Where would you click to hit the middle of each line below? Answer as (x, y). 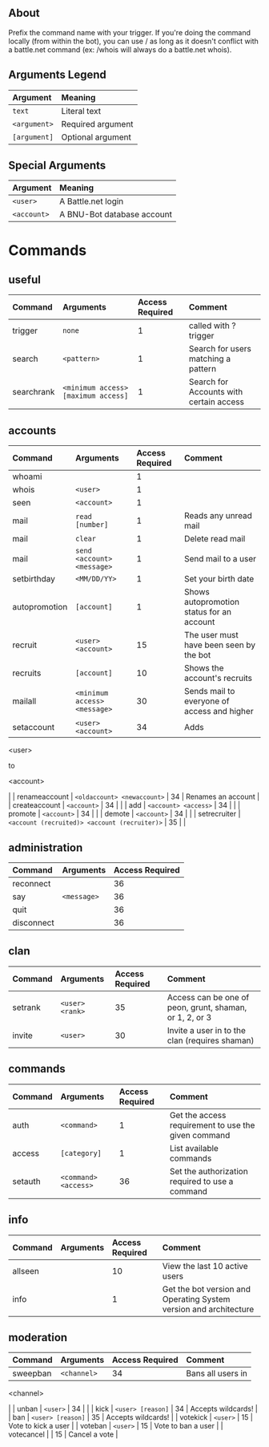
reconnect (32, 884)
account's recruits (218, 679)
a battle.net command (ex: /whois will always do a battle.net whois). (120, 49)
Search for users (220, 349)
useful (25, 280)
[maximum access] (96, 396)
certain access (216, 402)
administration (46, 847)
